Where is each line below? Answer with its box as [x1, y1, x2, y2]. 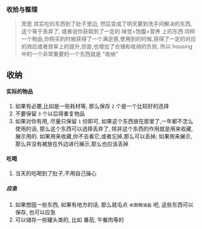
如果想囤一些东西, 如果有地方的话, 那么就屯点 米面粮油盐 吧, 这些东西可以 [15, 201, 194, 208]
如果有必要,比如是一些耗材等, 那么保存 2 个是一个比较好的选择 [15, 102, 169, 109]
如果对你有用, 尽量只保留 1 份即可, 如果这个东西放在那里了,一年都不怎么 [15, 117, 194, 124]
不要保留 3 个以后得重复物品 [15, 110, 85, 117]
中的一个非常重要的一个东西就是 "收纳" [21, 50, 118, 58]
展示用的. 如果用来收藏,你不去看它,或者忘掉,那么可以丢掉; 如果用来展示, [15, 132, 193, 140]
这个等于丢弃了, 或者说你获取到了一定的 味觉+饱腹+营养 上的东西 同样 [21, 28, 196, 35]
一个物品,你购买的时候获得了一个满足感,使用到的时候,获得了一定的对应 [21, 35, 196, 43]
